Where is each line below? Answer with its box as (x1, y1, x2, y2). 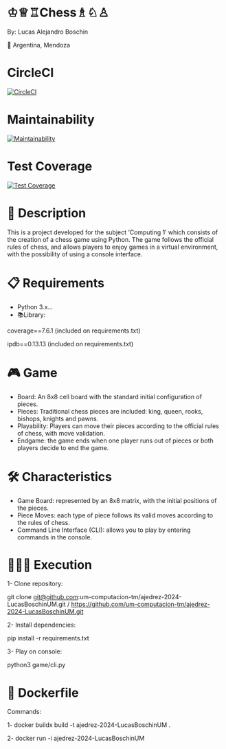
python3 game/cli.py (7, 661, 66, 669)
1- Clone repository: (7, 579, 63, 588)
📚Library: (16, 311, 46, 319)
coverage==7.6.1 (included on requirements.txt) (7, 326, 141, 335)
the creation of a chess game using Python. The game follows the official (7, 235, 214, 243)
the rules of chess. (16, 518, 70, 526)
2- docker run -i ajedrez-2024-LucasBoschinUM (7, 734, 145, 743)
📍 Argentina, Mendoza (7, 41, 71, 49)
